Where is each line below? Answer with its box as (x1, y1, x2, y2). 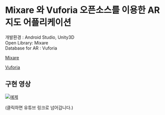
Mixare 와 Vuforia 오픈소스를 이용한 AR (5, 4, 160, 16)
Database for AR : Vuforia (5, 45, 57, 51)
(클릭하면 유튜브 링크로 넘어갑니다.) (5, 105, 73, 111)
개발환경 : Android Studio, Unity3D (5, 34, 74, 40)
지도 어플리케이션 (5, 17, 71, 28)
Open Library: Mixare (5, 40, 49, 46)
